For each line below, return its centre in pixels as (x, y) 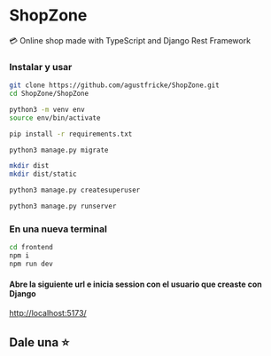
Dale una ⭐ (39, 342)
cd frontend (31, 248)
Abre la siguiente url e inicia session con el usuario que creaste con (136, 284)
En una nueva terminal (58, 229)
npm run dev (31, 264)
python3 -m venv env (47, 109)
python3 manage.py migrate (59, 150)
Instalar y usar (41, 67)
